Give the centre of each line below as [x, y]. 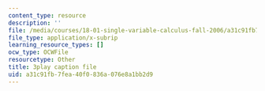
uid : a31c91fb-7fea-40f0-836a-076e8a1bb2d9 [81, 74]
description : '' [35, 23]
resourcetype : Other [42, 60]
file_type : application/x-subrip [63, 38]
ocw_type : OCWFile [38, 52]
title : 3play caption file [52, 67]
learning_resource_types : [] [56, 45]
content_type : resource [47, 15]
